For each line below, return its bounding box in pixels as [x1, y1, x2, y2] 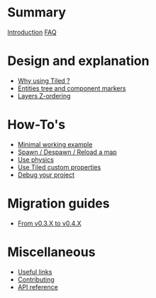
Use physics [17, 155, 55, 164]
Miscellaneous [7, 244, 96, 260]
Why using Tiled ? [17, 76, 70, 85]
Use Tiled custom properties [17, 163, 101, 171]
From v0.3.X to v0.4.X [17, 219, 82, 227]
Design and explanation [7, 53, 150, 69]
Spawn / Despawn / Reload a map [17, 148, 117, 156]
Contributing [17, 275, 55, 284]
